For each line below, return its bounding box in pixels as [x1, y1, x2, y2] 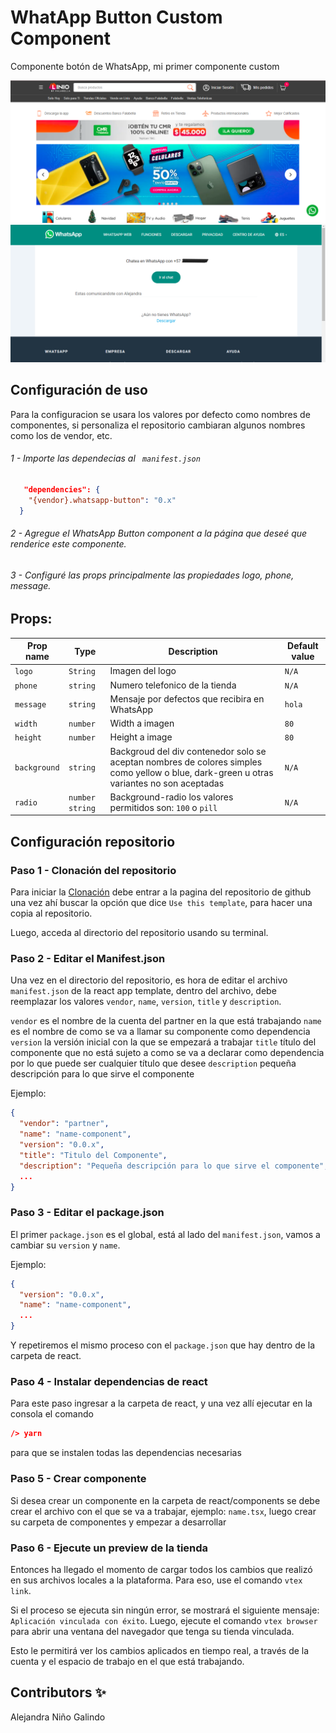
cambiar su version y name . [10, 1239, 121, 1251]
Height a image [109, 731, 173, 743]
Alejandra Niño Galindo [10, 1711, 106, 1723]
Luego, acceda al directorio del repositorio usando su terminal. [10, 927, 269, 939]
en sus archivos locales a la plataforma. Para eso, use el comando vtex [10, 1574, 303, 1586]
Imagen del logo [109, 665, 177, 677]
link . [10, 1584, 32, 1596]
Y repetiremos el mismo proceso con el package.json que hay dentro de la [10, 1339, 316, 1351]
